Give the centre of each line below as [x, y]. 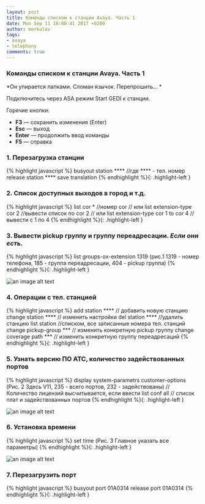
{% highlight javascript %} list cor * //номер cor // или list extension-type [99, 206]
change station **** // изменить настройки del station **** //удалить [95, 317]
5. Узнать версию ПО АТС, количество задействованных [95, 359]
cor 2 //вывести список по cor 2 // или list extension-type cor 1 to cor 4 [98, 213]
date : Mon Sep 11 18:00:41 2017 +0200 [56, 23]
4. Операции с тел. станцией [51, 297]
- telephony [21, 47]
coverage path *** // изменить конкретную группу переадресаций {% [97, 337]
